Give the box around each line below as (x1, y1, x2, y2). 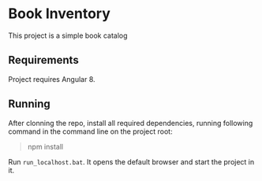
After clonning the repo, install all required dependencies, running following (8, 118, 253, 127)
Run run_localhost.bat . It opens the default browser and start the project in (8, 157, 255, 166)
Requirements (8, 54, 79, 67)
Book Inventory (8, 5, 110, 23)
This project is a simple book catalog (8, 31, 128, 40)
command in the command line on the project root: (8, 127, 173, 136)
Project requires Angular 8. (8, 74, 96, 83)
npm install (27, 142, 64, 151)
